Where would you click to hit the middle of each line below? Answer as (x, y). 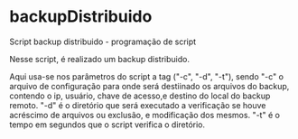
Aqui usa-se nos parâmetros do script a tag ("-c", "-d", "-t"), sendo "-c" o (147, 76)
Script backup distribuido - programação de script (103, 42)
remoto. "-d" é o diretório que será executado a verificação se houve (138, 105)
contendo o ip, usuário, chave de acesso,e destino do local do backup (140, 96)
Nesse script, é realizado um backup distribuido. (99, 59)
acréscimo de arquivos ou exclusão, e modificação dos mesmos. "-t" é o (144, 115)
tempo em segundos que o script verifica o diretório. (107, 125)
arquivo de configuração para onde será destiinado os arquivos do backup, (149, 86)
